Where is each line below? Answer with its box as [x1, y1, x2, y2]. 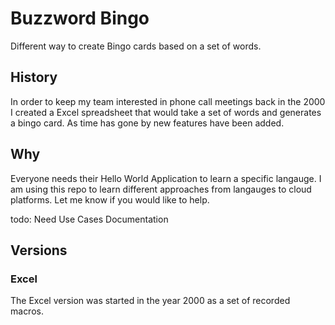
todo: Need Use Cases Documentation [10, 213, 169, 225]
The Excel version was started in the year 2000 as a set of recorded [10, 295, 291, 307]
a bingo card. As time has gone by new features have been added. [10, 117, 285, 129]
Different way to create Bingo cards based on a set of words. [10, 40, 262, 52]
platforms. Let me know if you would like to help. [10, 193, 210, 206]
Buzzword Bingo [10, 7, 150, 30]
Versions [10, 242, 68, 259]
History [10, 69, 58, 86]
